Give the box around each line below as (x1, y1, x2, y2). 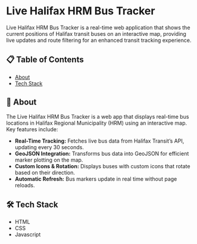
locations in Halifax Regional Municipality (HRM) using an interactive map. (6, 119, 187, 126)
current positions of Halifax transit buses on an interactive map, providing (6, 30, 186, 37)
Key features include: (6, 125, 58, 132)
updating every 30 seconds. (14, 143, 85, 150)
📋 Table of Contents (6, 55, 85, 65)
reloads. (14, 181, 35, 189)
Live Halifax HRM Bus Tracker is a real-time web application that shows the (6, 24, 190, 31)
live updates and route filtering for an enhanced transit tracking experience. (6, 36, 192, 44)
